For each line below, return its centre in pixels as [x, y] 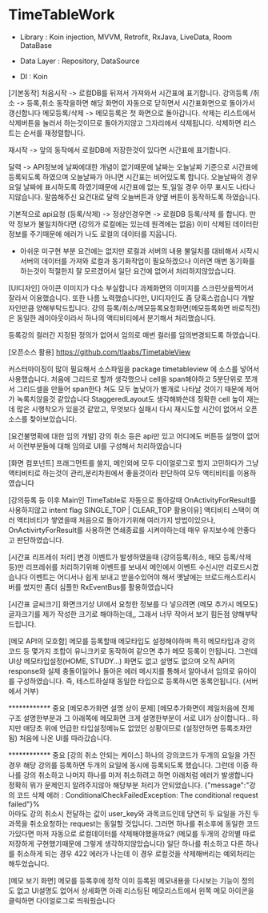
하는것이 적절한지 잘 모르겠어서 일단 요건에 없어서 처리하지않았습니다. [128, 270]
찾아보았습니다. [53, 418]
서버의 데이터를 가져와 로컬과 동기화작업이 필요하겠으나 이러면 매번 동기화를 [138, 261]
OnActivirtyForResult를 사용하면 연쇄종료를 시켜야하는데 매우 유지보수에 [122, 530]
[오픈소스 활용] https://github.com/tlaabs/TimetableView [100, 352]
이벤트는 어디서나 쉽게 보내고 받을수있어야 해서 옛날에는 [116, 577]
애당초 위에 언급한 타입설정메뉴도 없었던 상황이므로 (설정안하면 [120, 728]
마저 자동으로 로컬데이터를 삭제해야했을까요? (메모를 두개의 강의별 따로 [146, 833]
